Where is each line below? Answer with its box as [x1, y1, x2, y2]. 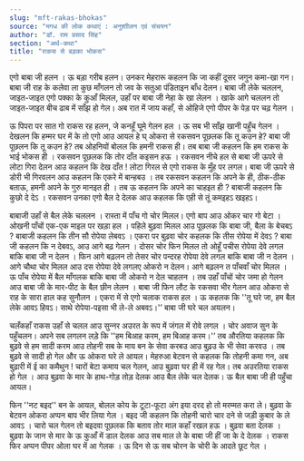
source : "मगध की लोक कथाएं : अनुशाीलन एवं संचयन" [9, 22, 172, 31]
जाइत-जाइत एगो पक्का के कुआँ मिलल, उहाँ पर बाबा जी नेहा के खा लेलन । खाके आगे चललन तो [9, 93, 279, 103]
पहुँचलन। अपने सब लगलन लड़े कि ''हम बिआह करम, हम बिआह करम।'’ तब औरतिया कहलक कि [9, 330, 285, 341]
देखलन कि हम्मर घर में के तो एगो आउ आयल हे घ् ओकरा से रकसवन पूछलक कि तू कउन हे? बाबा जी [9, 131, 290, 142]
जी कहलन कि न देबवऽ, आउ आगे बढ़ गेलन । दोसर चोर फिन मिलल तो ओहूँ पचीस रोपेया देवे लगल [9, 241, 284, 252]
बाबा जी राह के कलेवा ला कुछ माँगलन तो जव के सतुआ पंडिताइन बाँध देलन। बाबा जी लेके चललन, [9, 83, 284, 93]
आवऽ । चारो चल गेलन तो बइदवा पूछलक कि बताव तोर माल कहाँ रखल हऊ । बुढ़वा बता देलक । [9, 420, 281, 431]
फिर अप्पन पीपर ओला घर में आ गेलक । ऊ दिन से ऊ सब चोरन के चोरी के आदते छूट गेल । [9, 441, 268, 452]
